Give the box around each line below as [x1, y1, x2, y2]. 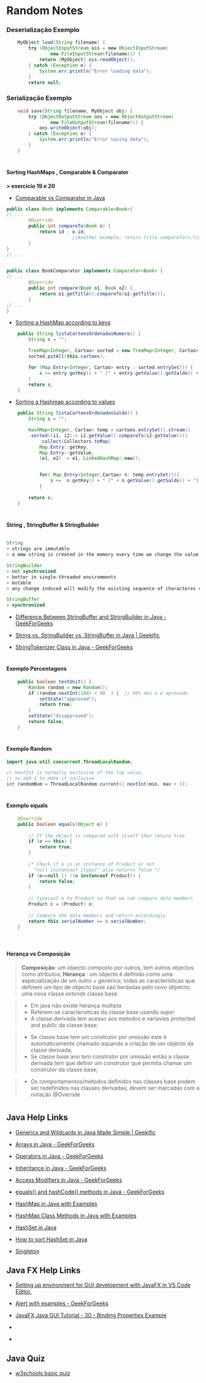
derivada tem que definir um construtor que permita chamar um [30, 1059, 192, 1067]
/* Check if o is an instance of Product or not [28, 861, 155, 867]
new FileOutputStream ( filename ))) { [50, 119, 144, 126]
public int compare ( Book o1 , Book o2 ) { [28, 285, 133, 291]
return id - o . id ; [39, 229, 86, 235]
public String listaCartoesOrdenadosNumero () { [17, 331, 141, 337]
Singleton [15, 1247, 40, 1255]
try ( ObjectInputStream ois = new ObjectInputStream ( [28, 45, 169, 52]
